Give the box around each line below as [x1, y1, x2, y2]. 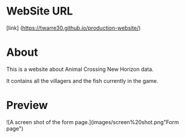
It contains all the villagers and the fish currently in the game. [6, 77, 158, 84]
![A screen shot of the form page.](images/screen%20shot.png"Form [6, 118, 180, 125]
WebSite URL [6, 4, 73, 18]
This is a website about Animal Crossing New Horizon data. [6, 65, 154, 73]
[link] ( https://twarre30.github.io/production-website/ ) [6, 24, 141, 31]
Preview [6, 99, 48, 113]
